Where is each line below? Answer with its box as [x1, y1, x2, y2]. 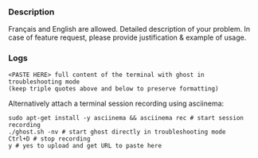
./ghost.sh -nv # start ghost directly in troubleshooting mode [8, 128, 226, 136]
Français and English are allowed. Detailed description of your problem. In [8, 25, 251, 34]
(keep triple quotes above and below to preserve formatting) [8, 84, 219, 93]
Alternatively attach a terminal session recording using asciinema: [8, 98, 225, 108]
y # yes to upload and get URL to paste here [8, 141, 162, 149]
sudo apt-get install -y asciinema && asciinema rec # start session [8, 114, 244, 121]
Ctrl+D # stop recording [8, 134, 91, 143]
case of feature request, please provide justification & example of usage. [8, 33, 247, 42]
